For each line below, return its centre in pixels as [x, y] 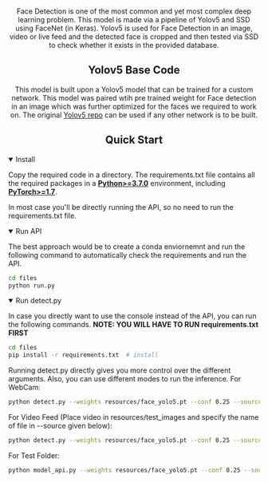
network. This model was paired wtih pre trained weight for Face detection [134, 97]
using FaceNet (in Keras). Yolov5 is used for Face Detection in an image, [134, 28]
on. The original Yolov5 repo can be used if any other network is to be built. [134, 115]
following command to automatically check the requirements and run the [128, 255]
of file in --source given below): [61, 426]
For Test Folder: [34, 455]
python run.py [32, 286]
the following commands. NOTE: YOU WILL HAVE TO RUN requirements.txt [134, 325]
